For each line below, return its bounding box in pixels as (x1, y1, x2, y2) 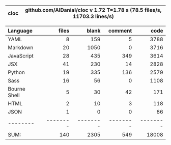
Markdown (8, 44, 34, 51)
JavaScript (8, 52, 34, 59)
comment (108, 27, 132, 34)
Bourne (8, 85, 25, 92)
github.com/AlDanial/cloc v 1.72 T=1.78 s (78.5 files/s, (25, 7, 162, 13)
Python (8, 69, 25, 76)
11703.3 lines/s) (72, 13, 115, 20)
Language (8, 27, 33, 34)
